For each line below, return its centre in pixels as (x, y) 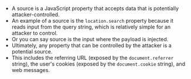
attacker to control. (35, 33)
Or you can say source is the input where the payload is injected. (90, 39)
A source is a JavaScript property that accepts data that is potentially (95, 8)
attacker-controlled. (35, 15)
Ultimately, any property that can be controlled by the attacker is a (91, 45)
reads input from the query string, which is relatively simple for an (91, 27)
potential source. (32, 51)
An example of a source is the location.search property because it (93, 21)
